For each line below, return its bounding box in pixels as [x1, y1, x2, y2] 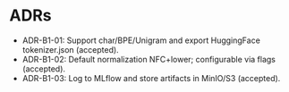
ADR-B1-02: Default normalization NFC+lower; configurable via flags [21, 54, 276, 64]
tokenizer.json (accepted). [21, 44, 119, 54]
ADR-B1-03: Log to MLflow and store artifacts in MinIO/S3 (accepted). [21, 72, 281, 83]
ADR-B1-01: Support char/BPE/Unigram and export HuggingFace [21, 35, 261, 46]
